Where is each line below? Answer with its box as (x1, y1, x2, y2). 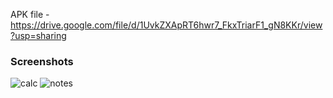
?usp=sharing (10, 30, 67, 41)
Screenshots (10, 54, 74, 68)
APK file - (10, 9, 50, 20)
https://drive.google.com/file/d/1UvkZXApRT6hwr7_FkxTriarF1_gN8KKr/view (10, 19, 323, 31)
